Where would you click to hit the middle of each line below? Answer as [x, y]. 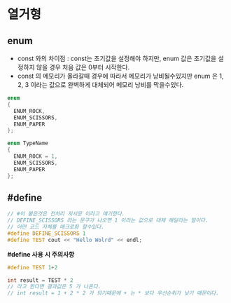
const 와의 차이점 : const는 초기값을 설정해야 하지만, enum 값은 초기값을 [117, 58]
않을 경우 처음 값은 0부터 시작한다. [83, 67]
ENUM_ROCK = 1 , [36, 156]
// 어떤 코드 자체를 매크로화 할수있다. [56, 227]
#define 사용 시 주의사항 [41, 254]
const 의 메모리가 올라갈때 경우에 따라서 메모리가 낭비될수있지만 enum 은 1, [120, 76]
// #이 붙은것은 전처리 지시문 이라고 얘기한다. [66, 214]
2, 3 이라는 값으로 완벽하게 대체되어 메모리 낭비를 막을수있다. [100, 85]
